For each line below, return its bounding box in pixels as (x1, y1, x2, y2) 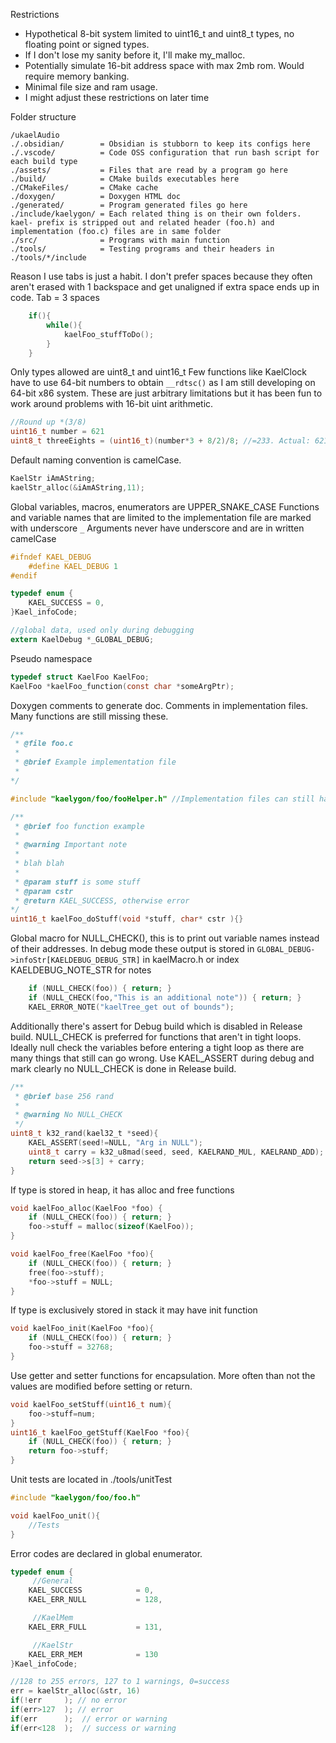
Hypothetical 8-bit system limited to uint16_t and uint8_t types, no (24, 28, 295, 39)
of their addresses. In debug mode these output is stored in (10, 943, 255, 955)
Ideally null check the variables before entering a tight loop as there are (10, 1041, 305, 1053)
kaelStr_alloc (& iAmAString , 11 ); (10, 482, 145, 493)
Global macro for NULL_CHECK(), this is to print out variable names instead (10, 932, 320, 944)
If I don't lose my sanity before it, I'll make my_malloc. (24, 49, 246, 61)
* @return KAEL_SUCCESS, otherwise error (14, 895, 190, 906)
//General (32, 1576, 74, 1586)
